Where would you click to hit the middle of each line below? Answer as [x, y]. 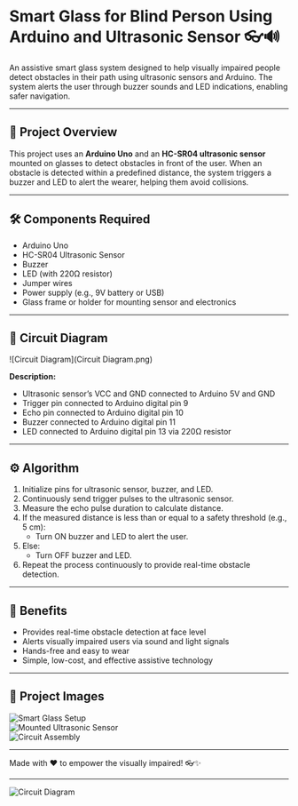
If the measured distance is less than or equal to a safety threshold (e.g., [154, 518]
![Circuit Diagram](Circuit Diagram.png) [81, 359]
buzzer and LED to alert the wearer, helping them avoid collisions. [129, 182]
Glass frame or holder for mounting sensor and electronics [129, 302]
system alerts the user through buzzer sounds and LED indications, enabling [149, 86]
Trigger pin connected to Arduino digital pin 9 [105, 403]
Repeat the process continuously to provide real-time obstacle [136, 565]
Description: [32, 377]
